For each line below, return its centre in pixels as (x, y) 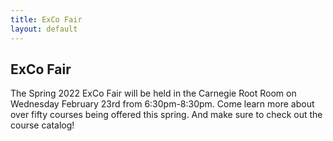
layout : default (44, 29)
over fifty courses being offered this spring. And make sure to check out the (166, 115)
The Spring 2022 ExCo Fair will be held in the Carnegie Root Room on (153, 93)
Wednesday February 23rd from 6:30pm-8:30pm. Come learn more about (162, 104)
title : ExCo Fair (46, 19)
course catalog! (42, 125)
